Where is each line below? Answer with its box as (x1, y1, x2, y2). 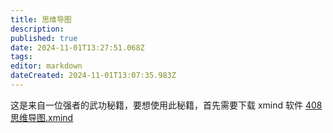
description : (10, 24, 65, 34)
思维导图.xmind (10, 111, 74, 123)
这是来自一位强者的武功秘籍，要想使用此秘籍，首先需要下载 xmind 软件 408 (10, 99, 323, 111)
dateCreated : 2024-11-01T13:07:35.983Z (10, 71, 177, 81)
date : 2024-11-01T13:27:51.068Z (10, 42, 145, 53)
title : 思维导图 (10, 14, 72, 25)
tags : (10, 52, 33, 62)
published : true (10, 33, 78, 43)
